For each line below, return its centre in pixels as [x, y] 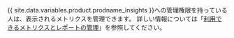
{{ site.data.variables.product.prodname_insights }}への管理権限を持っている [117, 10]
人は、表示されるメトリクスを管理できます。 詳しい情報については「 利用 [112, 19]
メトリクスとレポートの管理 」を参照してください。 [93, 27]
